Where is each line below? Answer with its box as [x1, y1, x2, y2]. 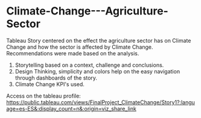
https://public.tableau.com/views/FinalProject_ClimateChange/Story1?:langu [6, 98, 195, 106]
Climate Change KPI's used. [14, 80, 85, 88]
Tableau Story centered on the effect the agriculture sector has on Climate [6, 37, 191, 44]
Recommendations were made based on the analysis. [6, 49, 139, 57]
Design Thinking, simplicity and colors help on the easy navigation [14, 67, 180, 75]
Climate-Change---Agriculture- [6, 4, 169, 18]
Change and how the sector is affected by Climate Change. [6, 43, 153, 51]
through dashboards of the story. [14, 74, 98, 81]
